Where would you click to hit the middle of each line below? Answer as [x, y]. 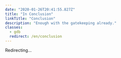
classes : [14, 28]
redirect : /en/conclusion [36, 37]
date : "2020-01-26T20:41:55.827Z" [40, 9]
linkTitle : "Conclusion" [30, 18]
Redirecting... [19, 50]
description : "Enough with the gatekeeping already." [61, 23]
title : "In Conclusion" [29, 14]
